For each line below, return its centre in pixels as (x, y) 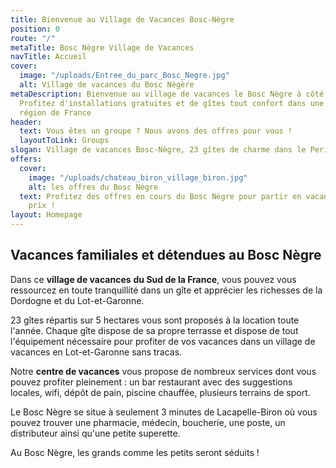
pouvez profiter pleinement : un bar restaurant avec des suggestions (151, 382)
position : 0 (35, 29)
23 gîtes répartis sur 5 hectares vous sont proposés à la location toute (155, 320)
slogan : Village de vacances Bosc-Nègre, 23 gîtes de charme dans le (158, 150)
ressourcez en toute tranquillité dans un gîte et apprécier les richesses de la (166, 290)
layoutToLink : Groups (64, 141)
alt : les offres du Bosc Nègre (93, 187)
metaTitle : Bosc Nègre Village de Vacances (102, 47)
